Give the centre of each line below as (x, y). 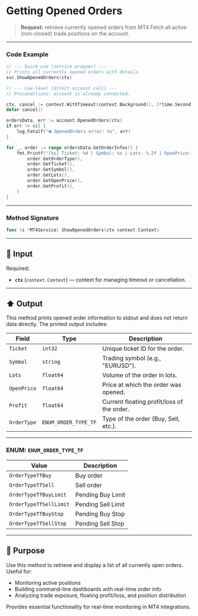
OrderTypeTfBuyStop (36, 514)
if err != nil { (26, 126)
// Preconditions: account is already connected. (68, 94)
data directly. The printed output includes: (57, 324)
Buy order (89, 475)
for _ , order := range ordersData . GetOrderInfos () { (72, 148)
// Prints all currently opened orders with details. (74, 72)
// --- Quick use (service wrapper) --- (57, 67)
